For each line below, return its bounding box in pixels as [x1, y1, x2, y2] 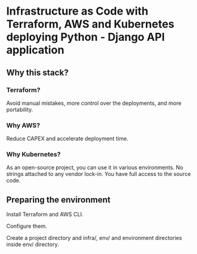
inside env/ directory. [6, 241, 60, 248]
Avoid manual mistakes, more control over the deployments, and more [6, 99, 182, 107]
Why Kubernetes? [6, 150, 61, 159]
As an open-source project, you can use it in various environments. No [6, 164, 184, 171]
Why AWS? [6, 121, 41, 129]
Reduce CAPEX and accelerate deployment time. [6, 135, 129, 143]
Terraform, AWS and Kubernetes [6, 17, 175, 31]
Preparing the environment [6, 194, 111, 205]
